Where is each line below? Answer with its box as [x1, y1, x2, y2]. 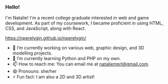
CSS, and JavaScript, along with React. [5, 25, 86, 31]
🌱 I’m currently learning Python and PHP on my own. [12, 55, 121, 61]
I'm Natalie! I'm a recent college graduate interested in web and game [5, 15, 149, 21]
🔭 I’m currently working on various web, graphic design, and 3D [12, 45, 144, 51]
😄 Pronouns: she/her [12, 68, 57, 74]
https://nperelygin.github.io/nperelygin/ [5, 35, 87, 41]
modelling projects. [12, 50, 53, 56]
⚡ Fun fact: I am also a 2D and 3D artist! [12, 74, 95, 80]
